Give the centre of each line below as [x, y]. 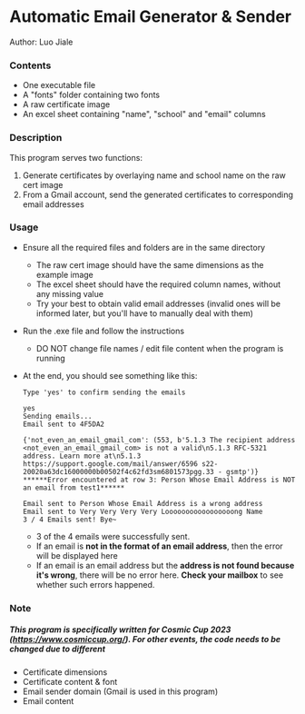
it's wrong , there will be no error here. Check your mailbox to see [160, 575]
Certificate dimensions [65, 672]
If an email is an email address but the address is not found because [165, 565]
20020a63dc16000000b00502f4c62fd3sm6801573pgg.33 [118, 471]
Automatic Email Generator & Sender [151, 17]
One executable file [59, 85]
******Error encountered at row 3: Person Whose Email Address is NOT [159, 480]
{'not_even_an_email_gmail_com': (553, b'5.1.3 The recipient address [159, 440]
